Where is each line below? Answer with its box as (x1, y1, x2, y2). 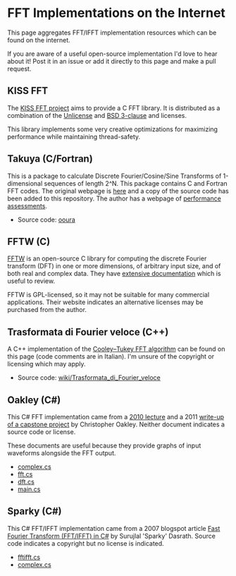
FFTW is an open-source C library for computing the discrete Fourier (7, 254, 207, 263)
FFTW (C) (7, 235, 51, 248)
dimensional (7, 179, 43, 188)
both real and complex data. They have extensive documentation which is (7, 270, 221, 278)
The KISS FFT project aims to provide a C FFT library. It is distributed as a (7, 104, 221, 112)
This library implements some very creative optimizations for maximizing (7, 125, 218, 133)
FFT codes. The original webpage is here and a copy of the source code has (7, 186, 229, 195)
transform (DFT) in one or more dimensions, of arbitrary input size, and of (7, 262, 221, 270)
